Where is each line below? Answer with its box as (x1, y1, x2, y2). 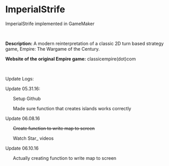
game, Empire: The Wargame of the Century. (5, 46, 100, 52)
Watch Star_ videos (12, 135, 54, 141)
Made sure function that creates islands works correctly (12, 105, 132, 111)
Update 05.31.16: (5, 86, 40, 92)
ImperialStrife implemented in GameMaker (5, 20, 95, 27)
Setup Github (12, 95, 41, 101)
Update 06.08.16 (5, 115, 40, 121)
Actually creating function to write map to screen (12, 155, 117, 161)
